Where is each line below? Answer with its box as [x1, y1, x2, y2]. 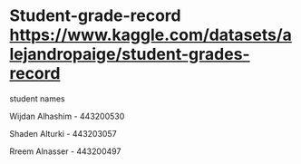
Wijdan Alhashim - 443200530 [9, 111, 125, 121]
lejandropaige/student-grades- [9, 44, 251, 64]
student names [9, 92, 65, 104]
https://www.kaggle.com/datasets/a [9, 24, 293, 45]
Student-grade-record [9, 5, 181, 26]
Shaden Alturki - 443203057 [9, 128, 117, 139]
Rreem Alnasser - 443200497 [9, 146, 121, 157]
